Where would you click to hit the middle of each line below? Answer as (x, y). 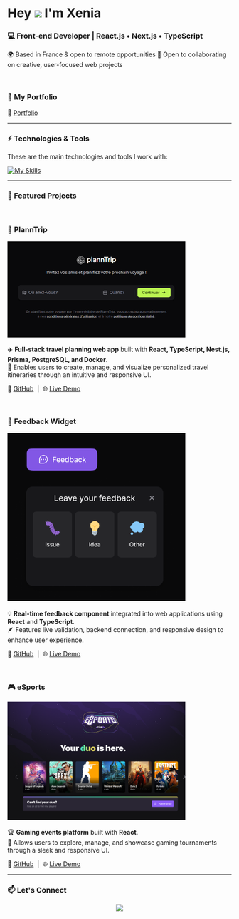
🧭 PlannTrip (27, 230)
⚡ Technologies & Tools (49, 139)
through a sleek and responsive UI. (59, 850)
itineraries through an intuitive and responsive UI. (79, 375)
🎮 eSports (26, 687)
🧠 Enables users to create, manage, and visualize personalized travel (108, 367)
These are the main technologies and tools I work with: (88, 157)
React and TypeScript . (41, 622)
